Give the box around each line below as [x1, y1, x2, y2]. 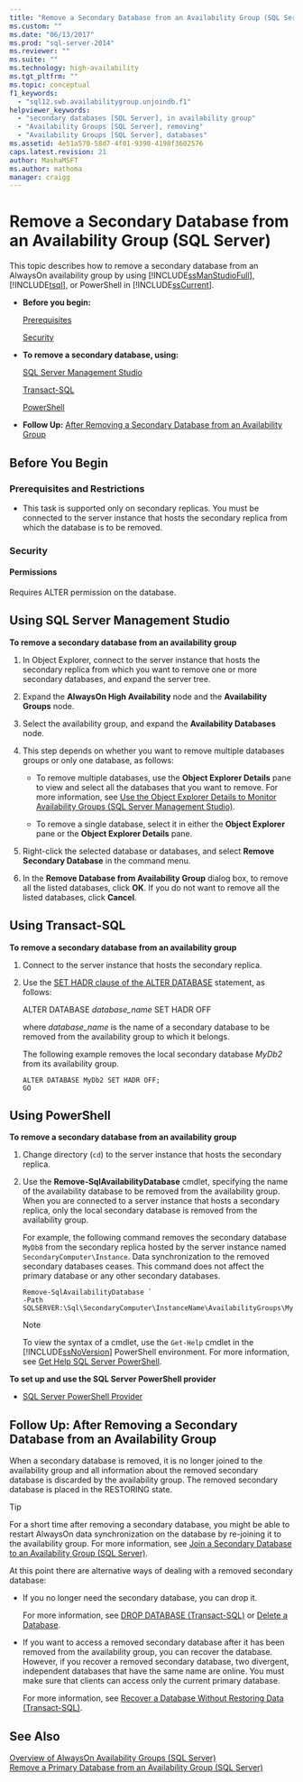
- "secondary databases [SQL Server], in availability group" [17, 114, 256, 123]
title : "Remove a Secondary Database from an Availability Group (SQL [9, 13, 280, 23]
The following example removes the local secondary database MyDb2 [22, 1048, 283, 1059]
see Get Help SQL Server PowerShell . [22, 1356, 162, 1367]
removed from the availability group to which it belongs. [22, 1030, 230, 1042]
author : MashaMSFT [9, 155, 78, 165]
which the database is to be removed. [22, 522, 163, 532]
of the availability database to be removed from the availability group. [22, 1186, 280, 1196]
